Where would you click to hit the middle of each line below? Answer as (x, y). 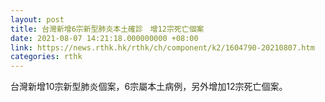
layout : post (37, 19)
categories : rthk (46, 57)
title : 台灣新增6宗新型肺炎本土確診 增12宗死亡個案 (107, 29)
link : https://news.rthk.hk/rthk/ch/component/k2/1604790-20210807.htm (162, 47)
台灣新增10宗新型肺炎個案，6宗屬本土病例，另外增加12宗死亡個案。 (149, 87)
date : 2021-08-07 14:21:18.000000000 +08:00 (104, 38)
